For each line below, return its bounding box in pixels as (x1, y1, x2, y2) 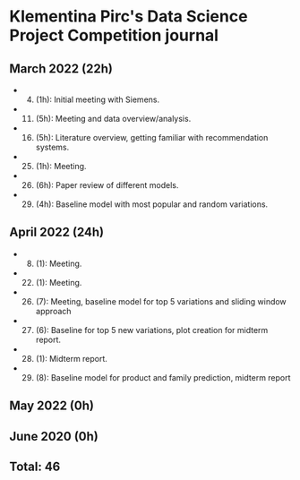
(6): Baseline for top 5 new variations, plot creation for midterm (35, 324, 269, 335)
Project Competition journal (9, 25, 219, 46)
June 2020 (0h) (9, 428, 99, 444)
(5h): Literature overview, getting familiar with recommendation (35, 133, 269, 142)
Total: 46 (9, 459, 61, 474)
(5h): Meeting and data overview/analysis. (35, 114, 192, 124)
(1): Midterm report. (35, 353, 107, 364)
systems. (35, 141, 70, 152)
